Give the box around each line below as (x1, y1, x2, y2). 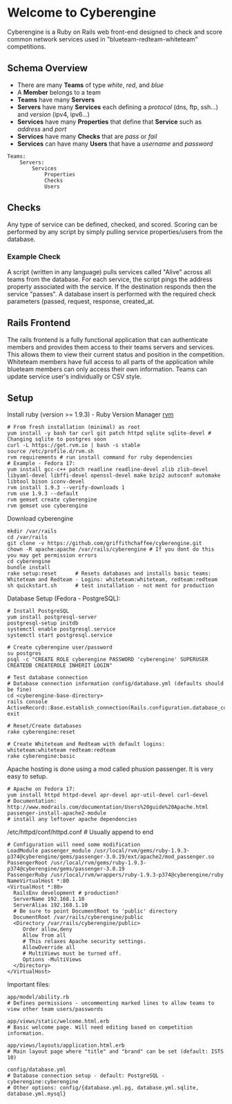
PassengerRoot (7, 859, 48, 866)
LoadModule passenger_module (7, 848, 91, 855)
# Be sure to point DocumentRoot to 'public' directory (13, 908, 177, 915)
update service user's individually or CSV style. (7, 372, 142, 381)
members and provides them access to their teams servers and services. (7, 343, 215, 351)
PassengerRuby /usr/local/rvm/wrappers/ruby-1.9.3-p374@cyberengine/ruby (7, 872, 224, 879)
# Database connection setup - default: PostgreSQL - (7, 1072, 166, 1079)
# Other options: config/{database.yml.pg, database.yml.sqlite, (7, 1085, 199, 1092)
